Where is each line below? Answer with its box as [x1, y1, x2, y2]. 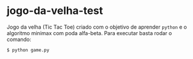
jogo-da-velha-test [7, 4, 103, 18]
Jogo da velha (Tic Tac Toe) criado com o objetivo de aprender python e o [7, 23, 187, 30]
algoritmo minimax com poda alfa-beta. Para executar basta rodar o [7, 29, 172, 36]
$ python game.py [7, 47, 50, 53]
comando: [7, 36, 31, 43]
